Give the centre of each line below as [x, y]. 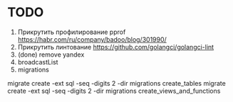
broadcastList [38, 62]
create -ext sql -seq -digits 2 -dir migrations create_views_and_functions [114, 91]
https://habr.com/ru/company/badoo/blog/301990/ [92, 39]
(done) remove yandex [51, 55]
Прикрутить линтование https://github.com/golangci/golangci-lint [116, 47]
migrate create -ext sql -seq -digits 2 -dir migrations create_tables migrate [116, 83]
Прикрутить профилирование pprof [72, 32]
